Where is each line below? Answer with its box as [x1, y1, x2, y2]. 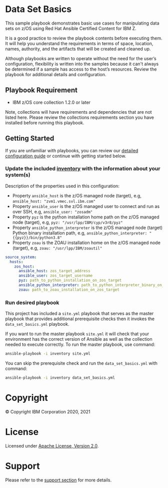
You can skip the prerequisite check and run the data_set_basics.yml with [5, 360, 157, 366]
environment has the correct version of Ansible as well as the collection [5, 336, 152, 342]
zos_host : [14, 264, 35, 269]
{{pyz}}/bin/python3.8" [12, 235, 62, 240]
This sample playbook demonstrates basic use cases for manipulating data [5, 20, 159, 26]
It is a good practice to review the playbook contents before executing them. [5, 35, 162, 41]
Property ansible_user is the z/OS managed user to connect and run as [12, 203, 160, 209]
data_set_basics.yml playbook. [5, 321, 69, 327]
